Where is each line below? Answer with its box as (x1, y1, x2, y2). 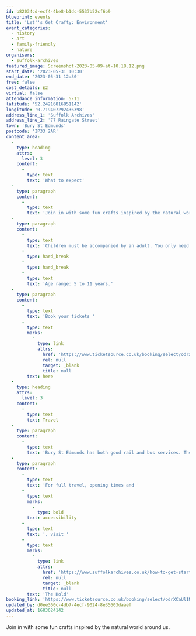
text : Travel (27, 417, 59, 423)
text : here (27, 373, 54, 379)
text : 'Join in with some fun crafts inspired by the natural (27, 210, 181, 216)
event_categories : (6, 25, 51, 31)
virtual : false (6, 90, 43, 96)
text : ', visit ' (27, 531, 69, 537)
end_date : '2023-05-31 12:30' (6, 74, 80, 80)
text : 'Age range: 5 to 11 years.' (27, 281, 114, 287)
